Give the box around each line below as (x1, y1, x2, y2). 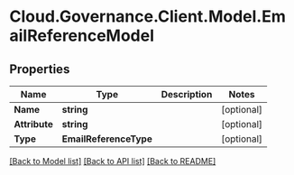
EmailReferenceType (61, 133, 153, 145)
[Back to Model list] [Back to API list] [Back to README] (9, 156, 216, 166)
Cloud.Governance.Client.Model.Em (9, 6, 287, 27)
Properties (9, 61, 70, 77)
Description (161, 88, 213, 100)
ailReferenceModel (9, 25, 155, 46)
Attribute (14, 118, 54, 130)
